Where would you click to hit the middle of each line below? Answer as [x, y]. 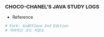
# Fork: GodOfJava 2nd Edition [37, 26]
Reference [22, 17]
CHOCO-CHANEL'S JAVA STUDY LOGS [52, 7]
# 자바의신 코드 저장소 [25, 31]
